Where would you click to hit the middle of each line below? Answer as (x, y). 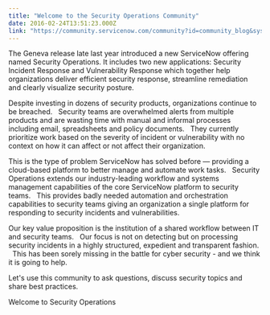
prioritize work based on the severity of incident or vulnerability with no (127, 137)
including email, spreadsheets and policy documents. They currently (124, 129)
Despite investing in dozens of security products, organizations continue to (133, 103)
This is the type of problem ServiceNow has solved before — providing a (129, 162)
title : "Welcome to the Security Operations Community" (104, 16)
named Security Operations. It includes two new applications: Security (125, 62)
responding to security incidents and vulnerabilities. (94, 213)
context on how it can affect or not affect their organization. (107, 146)
